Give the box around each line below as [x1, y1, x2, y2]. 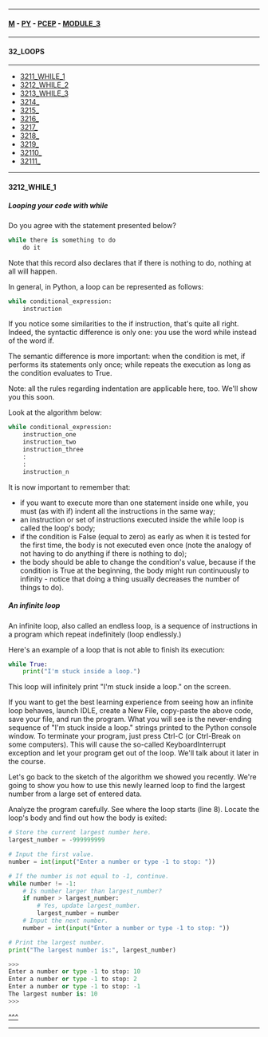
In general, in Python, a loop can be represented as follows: [8, 282, 204, 291]
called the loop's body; [19, 523, 96, 533]
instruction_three [22, 446, 84, 454]
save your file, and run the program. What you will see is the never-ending [8, 715, 252, 724]
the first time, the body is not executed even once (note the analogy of [19, 540, 252, 550]
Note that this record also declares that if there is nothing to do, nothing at [8, 258, 252, 267]
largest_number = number [37, 909, 120, 917]
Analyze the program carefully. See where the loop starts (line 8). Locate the [8, 805, 260, 814]
